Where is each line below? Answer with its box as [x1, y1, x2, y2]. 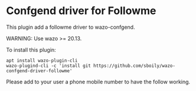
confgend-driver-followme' [6, 68, 73, 74]
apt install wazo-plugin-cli [6, 58, 78, 63]
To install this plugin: [6, 46, 56, 53]
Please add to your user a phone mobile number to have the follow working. [6, 78, 191, 85]
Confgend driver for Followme [6, 4, 156, 18]
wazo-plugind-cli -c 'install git [6, 63, 92, 69]
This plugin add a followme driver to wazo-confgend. [6, 23, 135, 31]
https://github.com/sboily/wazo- [93, 63, 176, 69]
